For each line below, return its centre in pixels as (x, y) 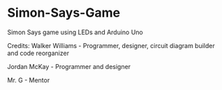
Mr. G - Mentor (29, 80)
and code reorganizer (38, 53)
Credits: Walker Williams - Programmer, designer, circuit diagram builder (111, 45)
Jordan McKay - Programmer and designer (69, 66)
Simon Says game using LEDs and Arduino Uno (75, 32)
